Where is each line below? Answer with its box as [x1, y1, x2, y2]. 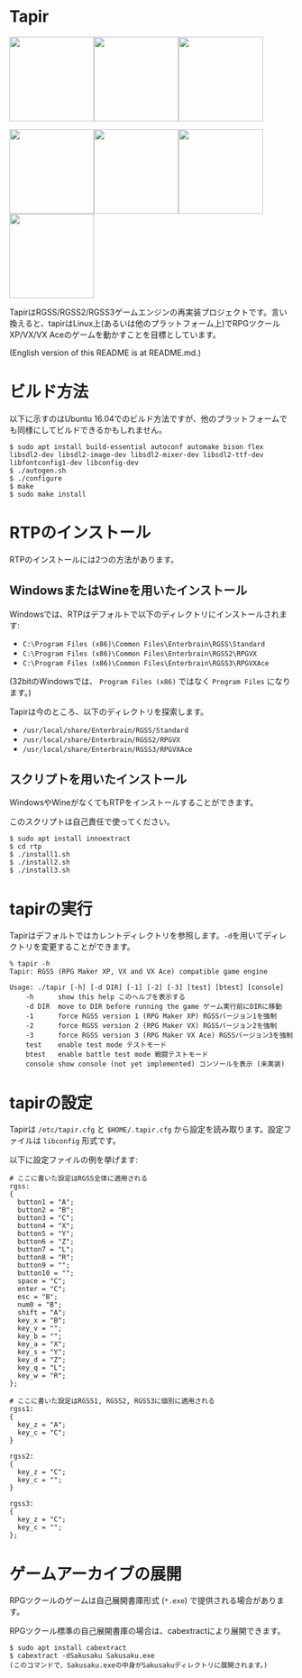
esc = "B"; [17, 1292, 59, 1302]
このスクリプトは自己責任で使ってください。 [9, 816, 175, 827]
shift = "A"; [17, 1308, 67, 1317]
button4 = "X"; [17, 1222, 75, 1231]
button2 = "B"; [17, 1206, 75, 1215]
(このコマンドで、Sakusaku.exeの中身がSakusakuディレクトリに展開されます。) [9, 1661, 269, 1670]
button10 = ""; [17, 1269, 75, 1278]
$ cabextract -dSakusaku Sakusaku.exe [9, 1652, 155, 1661]
